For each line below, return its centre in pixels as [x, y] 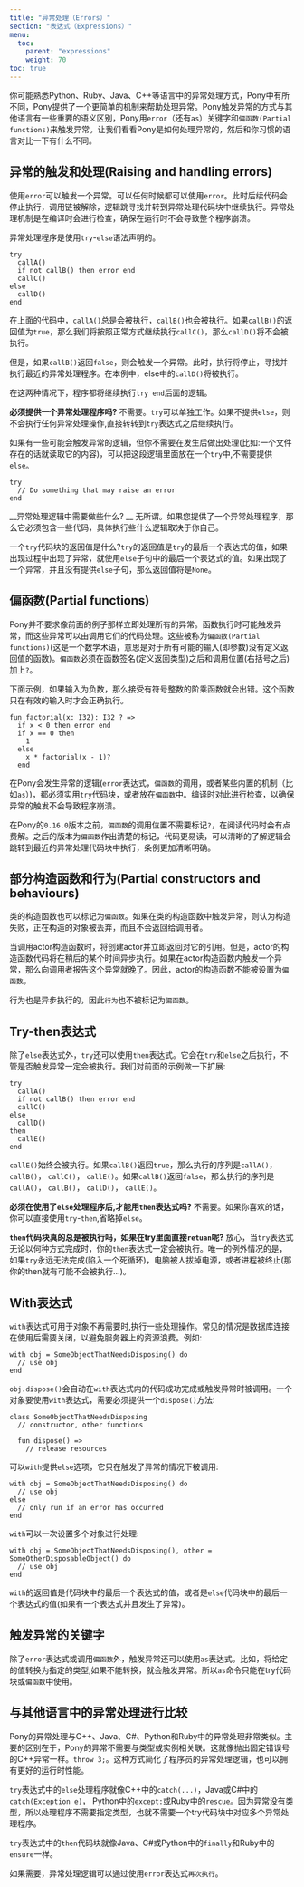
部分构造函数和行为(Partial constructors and [135, 879]
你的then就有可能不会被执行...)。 [70, 1272]
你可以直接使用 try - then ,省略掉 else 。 [78, 1218]
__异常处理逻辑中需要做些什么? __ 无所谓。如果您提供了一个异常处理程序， [148, 516]
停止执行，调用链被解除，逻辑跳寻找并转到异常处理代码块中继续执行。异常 [148, 207]
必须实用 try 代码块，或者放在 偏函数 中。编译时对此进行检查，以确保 [171, 794]
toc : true [28, 69]
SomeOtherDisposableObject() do [70, 1558]
